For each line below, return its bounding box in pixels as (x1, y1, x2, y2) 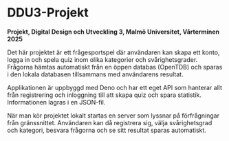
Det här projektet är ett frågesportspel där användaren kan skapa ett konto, (7, 48, 220, 56)
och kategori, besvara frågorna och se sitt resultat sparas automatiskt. (7, 126, 206, 134)
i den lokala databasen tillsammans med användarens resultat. (7, 70, 184, 78)
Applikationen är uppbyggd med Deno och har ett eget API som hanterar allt (7, 83, 222, 91)
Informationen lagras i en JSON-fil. (7, 98, 106, 106)
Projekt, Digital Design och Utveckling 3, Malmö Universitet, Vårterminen (7, 28, 220, 36)
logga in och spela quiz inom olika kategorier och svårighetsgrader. (7, 55, 198, 63)
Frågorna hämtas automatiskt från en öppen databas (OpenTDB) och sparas (7, 63, 223, 71)
